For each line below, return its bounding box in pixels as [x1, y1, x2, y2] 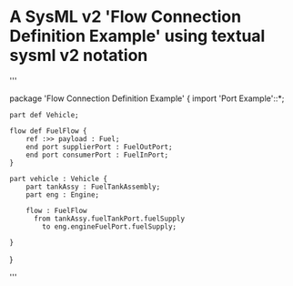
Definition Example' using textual [9, 26, 266, 46]
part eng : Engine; [25, 189, 100, 199]
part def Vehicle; [9, 110, 79, 119]
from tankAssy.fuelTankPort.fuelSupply [33, 214, 185, 223]
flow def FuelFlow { [9, 126, 88, 136]
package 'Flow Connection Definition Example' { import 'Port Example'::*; [9, 93, 285, 104]
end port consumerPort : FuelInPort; [25, 150, 169, 159]
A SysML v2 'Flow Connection [9, 6, 242, 27]
